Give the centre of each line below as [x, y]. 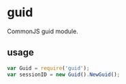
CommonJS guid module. [43, 31]
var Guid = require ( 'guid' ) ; [48, 68]
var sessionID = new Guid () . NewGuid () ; [64, 75]
